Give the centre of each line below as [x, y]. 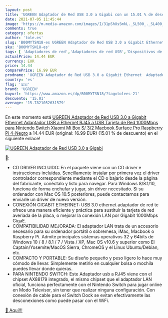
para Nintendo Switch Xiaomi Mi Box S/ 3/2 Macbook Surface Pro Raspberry [84, 128]
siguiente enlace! [23, 139]
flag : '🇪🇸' [17, 84]
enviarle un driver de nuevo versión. [49, 200]
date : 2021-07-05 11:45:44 [33, 19]
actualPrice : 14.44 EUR [30, 56]
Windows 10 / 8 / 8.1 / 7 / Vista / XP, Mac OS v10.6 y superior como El [83, 242]
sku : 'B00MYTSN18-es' [28, 47]
